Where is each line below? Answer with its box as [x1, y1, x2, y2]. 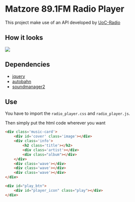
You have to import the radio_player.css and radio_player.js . [5, 110, 130, 116]
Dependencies [5, 60, 50, 69]
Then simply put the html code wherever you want [5, 120, 106, 126]
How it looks [5, 34, 43, 42]
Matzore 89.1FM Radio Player [5, 3, 125, 15]
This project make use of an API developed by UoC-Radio [5, 19, 120, 25]
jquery [12, 73, 25, 79]
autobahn [12, 78, 32, 84]
